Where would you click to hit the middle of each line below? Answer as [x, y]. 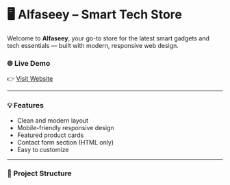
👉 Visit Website [30, 79]
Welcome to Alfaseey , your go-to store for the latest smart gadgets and [108, 38]
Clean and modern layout [53, 120]
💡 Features [26, 106]
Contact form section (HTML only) [65, 142]
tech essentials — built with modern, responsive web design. [93, 45]
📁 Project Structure [39, 173]
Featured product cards [50, 135]
